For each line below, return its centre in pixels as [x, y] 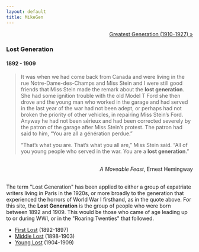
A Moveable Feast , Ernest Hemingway [146, 169]
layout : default [26, 12]
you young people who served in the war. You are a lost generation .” [105, 151]
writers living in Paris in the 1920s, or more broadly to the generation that [95, 193]
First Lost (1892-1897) [41, 229]
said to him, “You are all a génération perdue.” [77, 133]
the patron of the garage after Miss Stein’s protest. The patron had [101, 127]
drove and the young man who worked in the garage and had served [104, 102]
